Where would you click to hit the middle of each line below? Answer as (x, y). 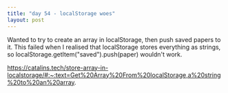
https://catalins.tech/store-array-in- (58, 68)
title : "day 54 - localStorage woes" (61, 13)
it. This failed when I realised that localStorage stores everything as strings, (114, 47)
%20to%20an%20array (41, 82)
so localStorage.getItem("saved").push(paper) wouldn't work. (95, 54)
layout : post (26, 20)
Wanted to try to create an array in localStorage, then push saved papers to (114, 39)
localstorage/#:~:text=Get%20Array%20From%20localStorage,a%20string (114, 75)
